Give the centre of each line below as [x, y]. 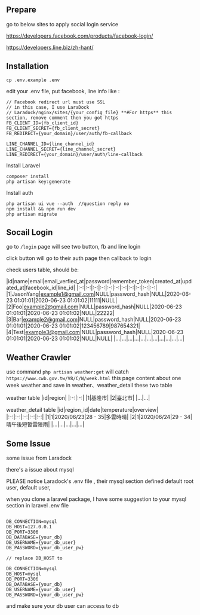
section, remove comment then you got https [62, 118]
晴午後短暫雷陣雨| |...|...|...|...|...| [45, 424]
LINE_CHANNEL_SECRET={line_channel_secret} [61, 149]
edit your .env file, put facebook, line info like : [63, 91]
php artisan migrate [32, 214]
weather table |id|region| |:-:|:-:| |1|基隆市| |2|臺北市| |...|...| [78, 398]
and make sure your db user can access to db [63, 606]
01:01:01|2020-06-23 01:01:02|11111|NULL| [66, 301]
